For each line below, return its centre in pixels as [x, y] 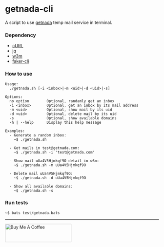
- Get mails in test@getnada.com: [44, 148]
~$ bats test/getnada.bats [32, 213]
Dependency [21, 35]
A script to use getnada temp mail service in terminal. [59, 22]
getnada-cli [29, 9]
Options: [14, 97]
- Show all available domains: [41, 186]
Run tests [17, 203]
